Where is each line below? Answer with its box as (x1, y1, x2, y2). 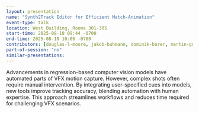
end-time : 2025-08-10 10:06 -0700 (6, 36, 92, 42)
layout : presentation (6, 8, 60, 15)
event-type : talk (6, 19, 49, 25)
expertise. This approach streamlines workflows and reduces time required (6, 94, 190, 101)
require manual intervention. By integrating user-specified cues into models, (6, 81, 192, 88)
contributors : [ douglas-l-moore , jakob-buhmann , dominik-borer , (6, 42, 168, 48)
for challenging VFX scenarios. (6, 99, 82, 107)
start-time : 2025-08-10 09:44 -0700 (6, 31, 97, 36)
